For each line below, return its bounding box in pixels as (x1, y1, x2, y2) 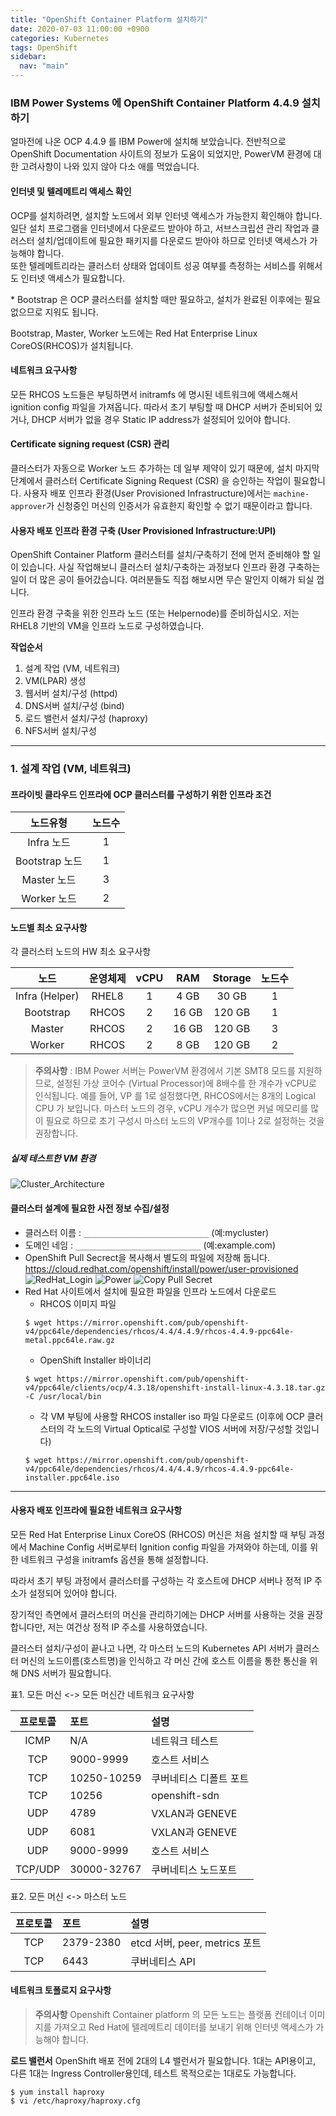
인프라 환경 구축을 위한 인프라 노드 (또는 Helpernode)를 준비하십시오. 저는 (10, 607, 300, 620)
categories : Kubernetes (10, 33, 110, 43)
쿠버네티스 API (130, 1954, 196, 1968)
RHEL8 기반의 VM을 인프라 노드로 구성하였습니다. (10, 620, 205, 632)
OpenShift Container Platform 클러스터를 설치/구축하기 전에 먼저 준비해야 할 (10, 549, 311, 561)
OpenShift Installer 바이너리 (39, 1354, 152, 1366)
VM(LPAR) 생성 (24, 675, 87, 687)
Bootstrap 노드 (15, 854, 83, 868)
